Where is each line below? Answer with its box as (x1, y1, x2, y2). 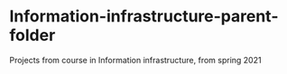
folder (9, 25, 56, 45)
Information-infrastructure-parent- (9, 6, 279, 27)
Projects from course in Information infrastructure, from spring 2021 (9, 54, 262, 65)
